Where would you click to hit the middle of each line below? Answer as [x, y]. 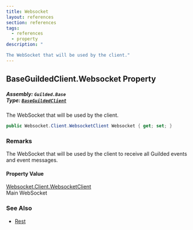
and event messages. [32, 160]
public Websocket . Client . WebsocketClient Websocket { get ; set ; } [89, 126]
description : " [25, 45]
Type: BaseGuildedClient [36, 100]
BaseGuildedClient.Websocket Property [81, 79]
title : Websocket [27, 11]
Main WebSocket [27, 193]
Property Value [25, 173]
